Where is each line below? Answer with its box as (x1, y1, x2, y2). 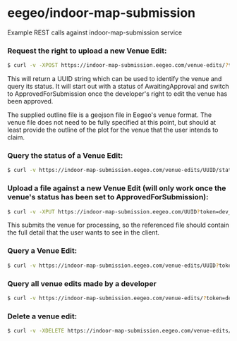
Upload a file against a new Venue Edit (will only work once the (7, 183, 226, 193)
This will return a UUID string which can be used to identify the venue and (7, 75, 222, 83)
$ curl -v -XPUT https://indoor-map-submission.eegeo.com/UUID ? (7, 208, 200, 216)
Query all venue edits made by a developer (7, 278, 157, 288)
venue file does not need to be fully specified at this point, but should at (7, 118, 217, 127)
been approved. (7, 97, 54, 106)
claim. (7, 133, 25, 142)
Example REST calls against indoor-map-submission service (7, 28, 182, 37)
